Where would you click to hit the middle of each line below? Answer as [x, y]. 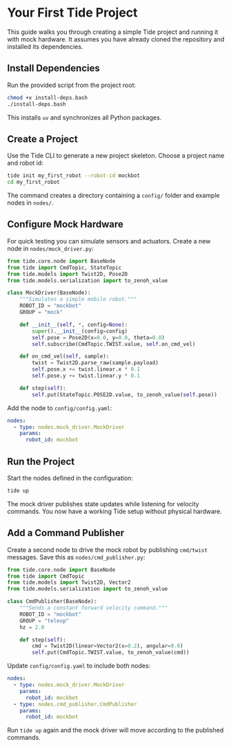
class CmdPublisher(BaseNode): [52, 602]
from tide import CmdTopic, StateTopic [64, 268]
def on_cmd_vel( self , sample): [64, 357]
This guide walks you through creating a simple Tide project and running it [113, 32]
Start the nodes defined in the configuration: [70, 478]
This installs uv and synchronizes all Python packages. [84, 117]
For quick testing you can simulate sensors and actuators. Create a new [109, 241]
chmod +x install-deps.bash [48, 98]
